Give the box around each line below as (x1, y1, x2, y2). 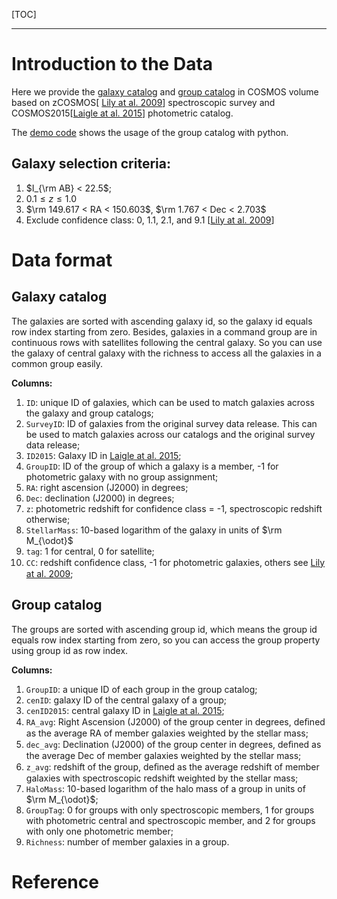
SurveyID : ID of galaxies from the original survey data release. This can (25, 417, 318, 429)
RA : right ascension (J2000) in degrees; (25, 481, 189, 493)
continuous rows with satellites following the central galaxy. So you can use (11, 336, 323, 348)
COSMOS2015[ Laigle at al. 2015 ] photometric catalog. (11, 107, 234, 119)
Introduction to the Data (11, 53, 214, 76)
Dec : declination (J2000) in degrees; (25, 492, 175, 504)
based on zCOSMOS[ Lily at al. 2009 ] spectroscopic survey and (11, 96, 276, 108)
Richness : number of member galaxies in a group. (25, 835, 230, 848)
